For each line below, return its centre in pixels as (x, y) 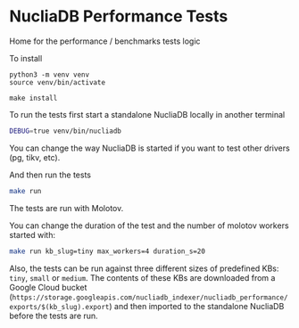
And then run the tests (50, 175)
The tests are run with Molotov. (66, 208)
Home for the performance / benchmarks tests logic (105, 41)
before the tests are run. (54, 316)
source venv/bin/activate (57, 82)
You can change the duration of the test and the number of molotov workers (149, 225)
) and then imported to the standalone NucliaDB (196, 306)
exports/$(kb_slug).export (59, 307)
